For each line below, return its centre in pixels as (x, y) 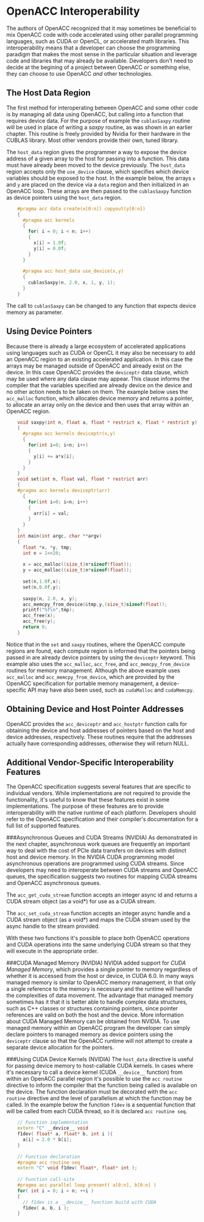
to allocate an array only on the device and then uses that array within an (98, 404)
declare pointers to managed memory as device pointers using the (90, 1034)
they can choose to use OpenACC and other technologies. (80, 73)
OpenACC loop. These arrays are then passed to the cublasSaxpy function (99, 191)
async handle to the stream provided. (53, 926)
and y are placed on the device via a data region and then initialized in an (98, 184)
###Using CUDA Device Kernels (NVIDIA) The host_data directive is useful (100, 1059)
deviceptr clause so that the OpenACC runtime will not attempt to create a (100, 1041)
